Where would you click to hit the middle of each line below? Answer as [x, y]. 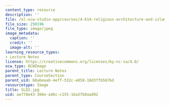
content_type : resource [30, 10]
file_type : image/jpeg [29, 29]
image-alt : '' [25, 47]
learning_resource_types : [32, 52]
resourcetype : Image [27, 85]
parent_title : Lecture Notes [36, 71]
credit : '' [21, 43]
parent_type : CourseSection [35, 76]
